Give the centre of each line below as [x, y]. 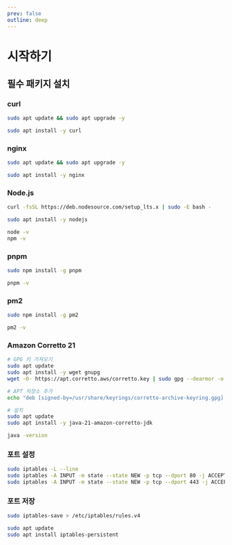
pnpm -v [18, 283]
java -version [28, 436]
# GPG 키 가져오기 [30, 360]
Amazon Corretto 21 [41, 345]
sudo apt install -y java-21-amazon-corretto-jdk [80, 423]
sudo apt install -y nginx [46, 175]
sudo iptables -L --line [43, 469]
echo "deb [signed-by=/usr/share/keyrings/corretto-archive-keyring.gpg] [116, 398]
